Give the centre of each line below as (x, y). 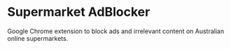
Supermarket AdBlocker (79, 12)
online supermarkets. (38, 38)
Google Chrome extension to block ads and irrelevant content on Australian (116, 31)
